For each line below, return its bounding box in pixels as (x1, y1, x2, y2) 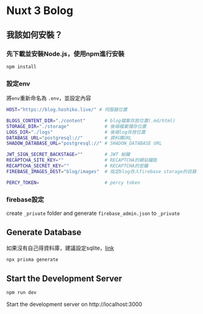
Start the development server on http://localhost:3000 (6, 301, 142, 308)
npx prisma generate (6, 256, 59, 263)
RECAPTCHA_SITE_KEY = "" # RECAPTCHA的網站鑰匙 (6, 157, 157, 163)
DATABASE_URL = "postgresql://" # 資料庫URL (6, 135, 132, 141)
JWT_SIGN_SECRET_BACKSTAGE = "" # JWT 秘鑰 (6, 151, 130, 158)
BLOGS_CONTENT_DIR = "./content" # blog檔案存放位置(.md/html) (6, 118, 176, 124)
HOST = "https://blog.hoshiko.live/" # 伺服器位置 (6, 107, 128, 113)
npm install (6, 64, 37, 70)
